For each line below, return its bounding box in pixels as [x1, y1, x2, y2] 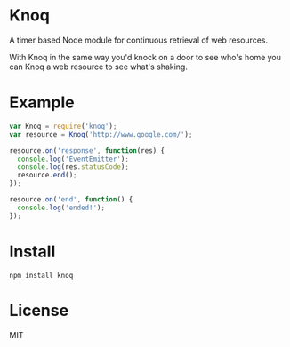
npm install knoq [9, 271, 74, 280]
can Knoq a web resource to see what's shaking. [9, 61, 189, 72]
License [9, 300, 69, 320]
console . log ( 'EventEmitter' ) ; [17, 154, 129, 163]
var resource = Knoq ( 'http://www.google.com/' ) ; [9, 130, 193, 138]
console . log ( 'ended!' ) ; [17, 203, 105, 212]
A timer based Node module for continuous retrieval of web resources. [9, 35, 269, 45]
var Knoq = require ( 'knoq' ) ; [9, 122, 117, 130]
